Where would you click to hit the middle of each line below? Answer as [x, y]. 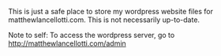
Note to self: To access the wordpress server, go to [92, 35]
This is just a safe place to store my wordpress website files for [111, 11]
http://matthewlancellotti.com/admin [67, 43]
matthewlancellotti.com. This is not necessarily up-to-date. [104, 20]
